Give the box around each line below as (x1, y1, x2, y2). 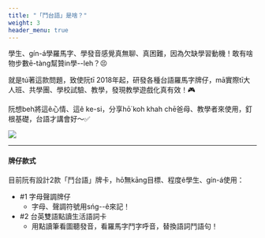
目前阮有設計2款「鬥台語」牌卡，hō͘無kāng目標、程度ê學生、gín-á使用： (8, 175, 244, 184)
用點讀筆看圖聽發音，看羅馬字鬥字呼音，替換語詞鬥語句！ (31, 221, 218, 231)
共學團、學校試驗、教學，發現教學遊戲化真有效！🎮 (28, 85, 196, 95)
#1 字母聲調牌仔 (19, 192, 71, 201)
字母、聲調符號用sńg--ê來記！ (31, 202, 130, 211)
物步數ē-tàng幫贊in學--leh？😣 (8, 58, 108, 68)
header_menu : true (8, 26, 69, 34)
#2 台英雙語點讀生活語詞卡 (19, 211, 107, 221)
